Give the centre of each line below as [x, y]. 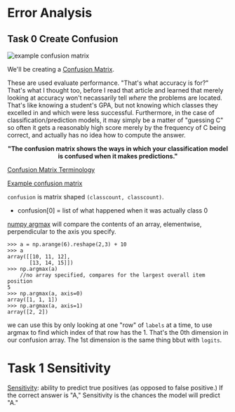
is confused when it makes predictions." [118, 156]
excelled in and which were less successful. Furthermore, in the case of [111, 113]
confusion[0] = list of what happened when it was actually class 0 [113, 211]
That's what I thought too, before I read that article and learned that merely [115, 90]
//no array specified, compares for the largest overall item [113, 275]
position [20, 281]
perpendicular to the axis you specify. [62, 232]
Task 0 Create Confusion [63, 39]
